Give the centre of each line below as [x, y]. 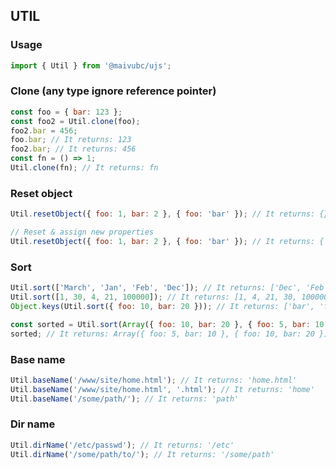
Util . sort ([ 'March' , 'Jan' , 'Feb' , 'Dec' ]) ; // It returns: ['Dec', [156, 288]
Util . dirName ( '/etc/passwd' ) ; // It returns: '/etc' [122, 445]
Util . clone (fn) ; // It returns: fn [84, 168]
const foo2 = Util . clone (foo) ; [75, 121]
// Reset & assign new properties [82, 232]
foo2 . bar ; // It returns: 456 [73, 149]
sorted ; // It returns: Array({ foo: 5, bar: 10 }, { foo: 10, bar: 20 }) [169, 334]
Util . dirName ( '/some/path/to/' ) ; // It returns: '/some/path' [142, 454]
